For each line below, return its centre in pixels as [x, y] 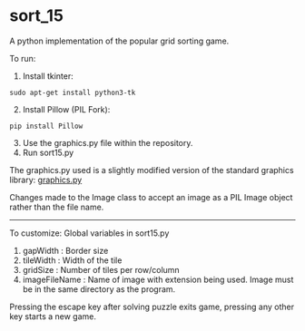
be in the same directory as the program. [99, 289]
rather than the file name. [57, 207]
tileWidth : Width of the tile [72, 260]
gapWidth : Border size [65, 250]
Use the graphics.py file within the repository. [108, 142]
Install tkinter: [48, 76]
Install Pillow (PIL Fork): [66, 109]
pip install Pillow [46, 126]
